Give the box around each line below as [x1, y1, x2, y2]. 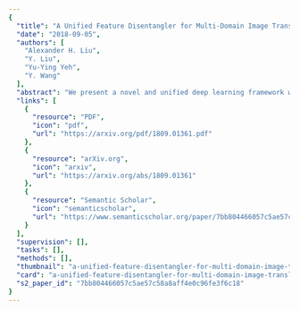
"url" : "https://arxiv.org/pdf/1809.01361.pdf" [31, 130, 213, 138]
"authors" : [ [16, 38, 65, 47]
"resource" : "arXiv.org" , [31, 154, 129, 163]
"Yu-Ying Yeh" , [24, 63, 81, 72]
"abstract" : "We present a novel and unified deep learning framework [16, 88, 285, 96]
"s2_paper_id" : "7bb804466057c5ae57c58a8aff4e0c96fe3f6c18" [16, 279, 245, 288]
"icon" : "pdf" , [31, 121, 89, 130]
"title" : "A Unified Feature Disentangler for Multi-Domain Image [16, 21, 269, 30]
